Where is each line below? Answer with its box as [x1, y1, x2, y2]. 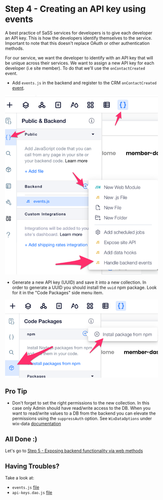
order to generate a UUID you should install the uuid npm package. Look [12, 284, 157, 290]
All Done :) [5, 435, 37, 443]
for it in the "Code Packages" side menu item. [12, 289, 104, 295]
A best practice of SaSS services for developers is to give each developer [5, 30, 153, 36]
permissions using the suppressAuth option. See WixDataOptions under [12, 416, 152, 422]
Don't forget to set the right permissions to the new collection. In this [12, 400, 149, 406]
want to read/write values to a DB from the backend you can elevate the [12, 410, 156, 416]
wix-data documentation [12, 421, 62, 427]
